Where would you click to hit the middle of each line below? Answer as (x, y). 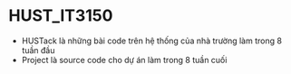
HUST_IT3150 (61, 16)
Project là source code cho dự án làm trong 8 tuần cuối (124, 60)
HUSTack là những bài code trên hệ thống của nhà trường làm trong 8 (152, 41)
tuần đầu (38, 50)
